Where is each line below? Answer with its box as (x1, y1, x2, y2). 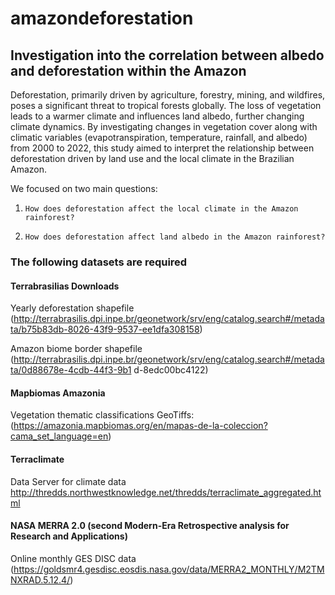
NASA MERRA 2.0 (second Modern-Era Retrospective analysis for (10, 520, 290, 532)
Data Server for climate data (10, 475, 127, 487)
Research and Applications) (10, 530, 128, 542)
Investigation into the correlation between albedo (10, 47, 325, 64)
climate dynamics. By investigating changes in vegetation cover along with (10, 121, 318, 132)
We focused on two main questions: (10, 183, 158, 194)
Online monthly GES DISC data (10, 552, 137, 564)
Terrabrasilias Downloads (10, 280, 120, 292)
